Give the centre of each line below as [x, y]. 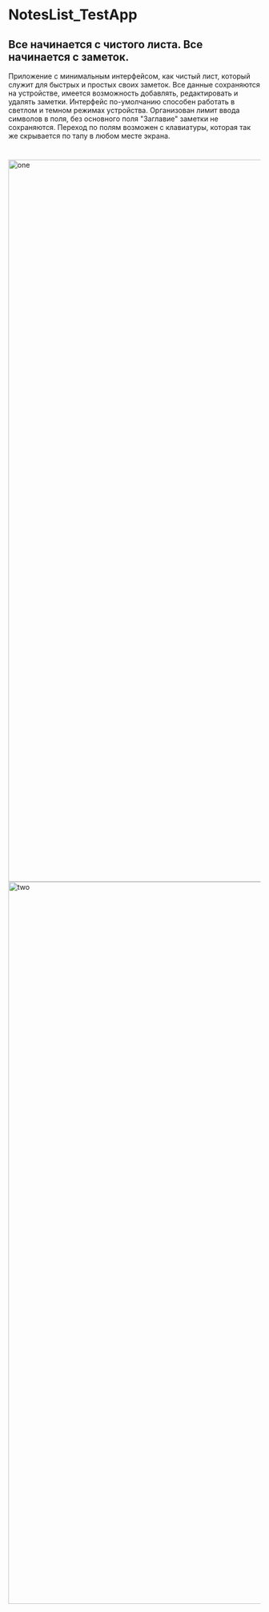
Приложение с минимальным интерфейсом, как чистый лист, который [129, 76]
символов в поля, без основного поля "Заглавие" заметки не [113, 119]
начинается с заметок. [69, 57]
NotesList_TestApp [73, 15]
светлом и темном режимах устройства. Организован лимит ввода [124, 110]
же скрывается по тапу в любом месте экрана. [89, 136]
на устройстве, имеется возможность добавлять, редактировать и [123, 93]
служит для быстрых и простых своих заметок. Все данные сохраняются [134, 85]
